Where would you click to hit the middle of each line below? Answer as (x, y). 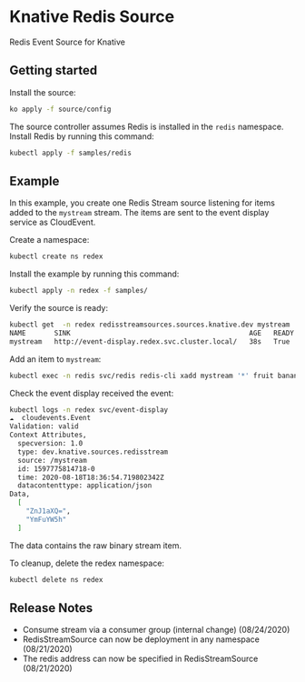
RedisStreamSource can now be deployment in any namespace (141, 639)
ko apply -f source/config (60, 109)
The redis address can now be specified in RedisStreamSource (140, 659)
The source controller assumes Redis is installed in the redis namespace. (147, 126)
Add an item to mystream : (55, 359)
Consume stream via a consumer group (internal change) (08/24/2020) (156, 630)
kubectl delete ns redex (56, 579)
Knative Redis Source (92, 17)
